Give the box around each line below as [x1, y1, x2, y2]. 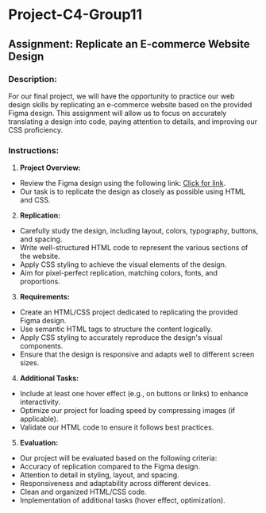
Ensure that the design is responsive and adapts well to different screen [19, 349, 255, 359]
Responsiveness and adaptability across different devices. [19, 479, 211, 488]
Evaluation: [19, 438, 59, 448]
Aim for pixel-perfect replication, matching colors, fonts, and [19, 268, 218, 278]
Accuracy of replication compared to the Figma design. [19, 462, 201, 472]
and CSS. [19, 195, 51, 205]
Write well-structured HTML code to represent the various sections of [19, 243, 249, 253]
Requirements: [19, 292, 70, 302]
